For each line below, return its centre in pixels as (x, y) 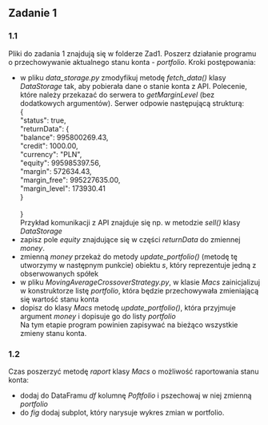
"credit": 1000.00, (49, 146)
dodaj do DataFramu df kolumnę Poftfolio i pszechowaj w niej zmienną (136, 395)
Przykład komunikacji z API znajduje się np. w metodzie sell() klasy (130, 222)
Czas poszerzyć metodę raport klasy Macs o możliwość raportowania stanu (134, 371)
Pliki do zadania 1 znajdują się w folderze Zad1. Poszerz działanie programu (132, 53)
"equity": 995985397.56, (60, 163)
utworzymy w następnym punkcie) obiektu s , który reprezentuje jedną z (138, 265)
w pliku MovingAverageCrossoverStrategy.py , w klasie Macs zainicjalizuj (140, 282)
